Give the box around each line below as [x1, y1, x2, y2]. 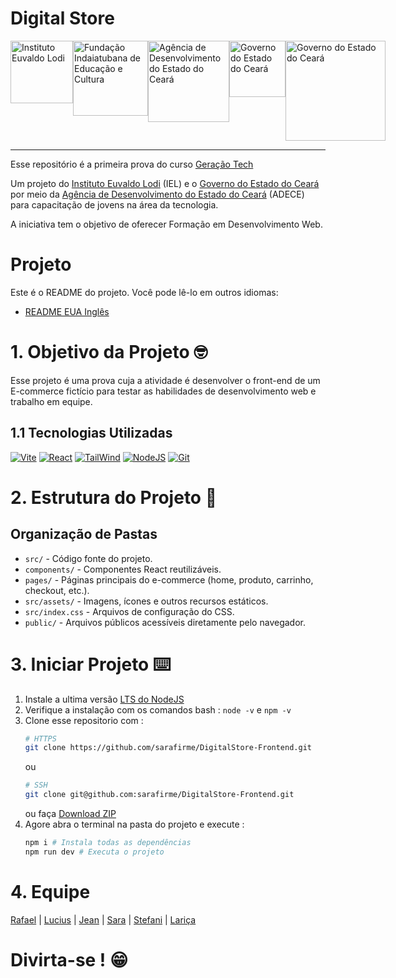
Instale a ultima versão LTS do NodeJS [24, 693, 185, 705]
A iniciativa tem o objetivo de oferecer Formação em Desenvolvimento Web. [10, 218, 323, 230]
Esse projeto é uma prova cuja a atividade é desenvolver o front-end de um [10, 374, 321, 386]
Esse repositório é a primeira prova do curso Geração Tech [10, 158, 254, 170]
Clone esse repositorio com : [24, 714, 144, 726]
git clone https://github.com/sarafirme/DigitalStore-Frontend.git [24, 743, 312, 753]
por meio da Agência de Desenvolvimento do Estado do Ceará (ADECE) [10, 188, 305, 200]
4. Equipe [10, 881, 91, 903]
